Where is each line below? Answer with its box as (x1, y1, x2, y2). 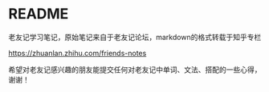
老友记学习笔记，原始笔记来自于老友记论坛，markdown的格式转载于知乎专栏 (8, 32, 262, 42)
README (8, 5, 69, 23)
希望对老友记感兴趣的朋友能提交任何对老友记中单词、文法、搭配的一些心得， (8, 65, 262, 74)
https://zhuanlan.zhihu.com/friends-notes (8, 48, 147, 58)
